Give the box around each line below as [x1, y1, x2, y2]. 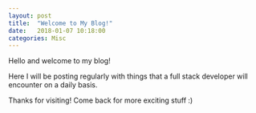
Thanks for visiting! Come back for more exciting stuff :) [8, 95, 193, 105]
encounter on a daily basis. [8, 80, 98, 90]
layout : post [8, 11, 52, 20]
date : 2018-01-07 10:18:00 [8, 26, 106, 34]
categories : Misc [8, 34, 67, 42]
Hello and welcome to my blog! [8, 56, 111, 66]
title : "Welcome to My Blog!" [8, 19, 113, 27]
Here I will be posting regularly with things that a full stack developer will [8, 71, 249, 81]
